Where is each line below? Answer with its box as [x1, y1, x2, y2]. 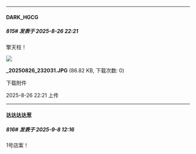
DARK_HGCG [6, 13, 39, 20]
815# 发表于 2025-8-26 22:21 [6, 27, 79, 35]
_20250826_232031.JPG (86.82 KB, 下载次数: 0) [6, 66, 124, 73]
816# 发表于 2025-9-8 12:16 [6, 126, 75, 133]
